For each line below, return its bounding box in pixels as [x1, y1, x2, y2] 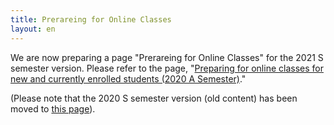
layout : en [10, 24, 56, 34]
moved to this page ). [10, 102, 96, 115]
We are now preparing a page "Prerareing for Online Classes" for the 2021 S [10, 51, 324, 63]
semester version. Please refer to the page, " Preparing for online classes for [10, 62, 324, 74]
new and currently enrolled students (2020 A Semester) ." [10, 72, 247, 85]
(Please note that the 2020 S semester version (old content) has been [10, 92, 298, 104]
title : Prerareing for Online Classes [10, 14, 172, 25]
